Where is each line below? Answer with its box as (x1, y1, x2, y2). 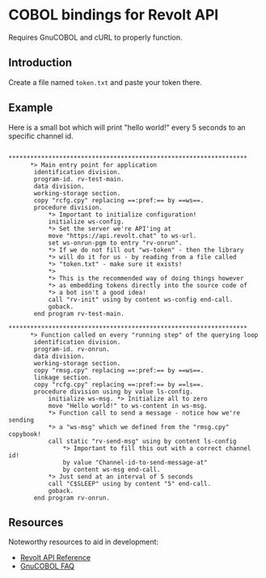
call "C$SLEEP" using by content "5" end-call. (48, 479, 212, 487)
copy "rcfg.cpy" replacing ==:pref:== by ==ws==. (33, 196, 205, 204)
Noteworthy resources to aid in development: (8, 537, 159, 547)
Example (8, 101, 53, 115)
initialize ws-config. (48, 217, 125, 226)
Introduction (8, 56, 73, 70)
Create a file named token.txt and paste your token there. (8, 77, 202, 87)
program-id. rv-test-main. (33, 175, 125, 183)
